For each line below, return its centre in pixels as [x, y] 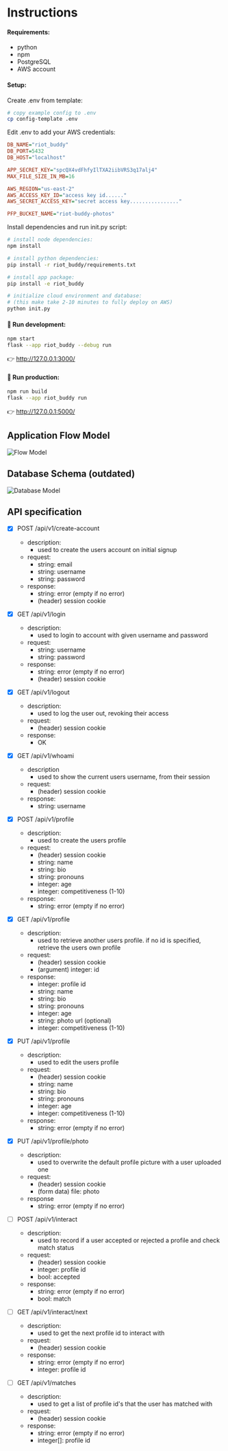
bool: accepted [59, 1277]
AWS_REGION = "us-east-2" [41, 189]
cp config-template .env [42, 119]
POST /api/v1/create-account [58, 528]
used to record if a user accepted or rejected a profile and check [129, 1240]
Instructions [42, 13]
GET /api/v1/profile [43, 919]
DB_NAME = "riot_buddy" [38, 145]
